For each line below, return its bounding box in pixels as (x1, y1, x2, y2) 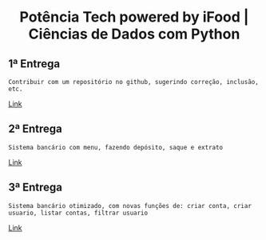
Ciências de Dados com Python (28, 25, 240, 43)
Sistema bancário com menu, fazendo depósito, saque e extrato (8, 143, 224, 151)
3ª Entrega (8, 181, 62, 194)
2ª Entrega (8, 122, 62, 136)
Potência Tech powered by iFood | (19, 8, 249, 26)
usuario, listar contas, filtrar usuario (8, 209, 149, 217)
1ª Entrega (8, 57, 61, 70)
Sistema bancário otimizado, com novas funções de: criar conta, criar (8, 202, 252, 210)
